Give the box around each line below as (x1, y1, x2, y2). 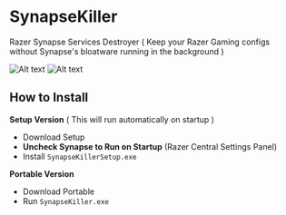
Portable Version (9, 168, 74, 179)
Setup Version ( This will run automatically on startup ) (9, 113, 215, 124)
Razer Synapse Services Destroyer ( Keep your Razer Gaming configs (9, 36, 271, 47)
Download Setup (22, 132, 85, 142)
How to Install (9, 90, 89, 105)
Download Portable (22, 186, 95, 197)
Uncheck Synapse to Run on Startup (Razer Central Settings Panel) (22, 141, 278, 151)
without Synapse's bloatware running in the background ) (9, 45, 224, 56)
